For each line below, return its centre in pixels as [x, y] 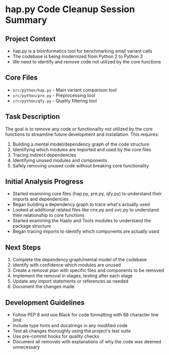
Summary [26, 20]
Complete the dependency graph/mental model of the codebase [80, 260]
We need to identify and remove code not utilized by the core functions [87, 62]
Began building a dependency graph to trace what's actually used [81, 204]
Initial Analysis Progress [44, 182]
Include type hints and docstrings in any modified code [70, 326]
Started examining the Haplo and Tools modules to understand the [82, 221]
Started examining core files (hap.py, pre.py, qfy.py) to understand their [87, 194]
